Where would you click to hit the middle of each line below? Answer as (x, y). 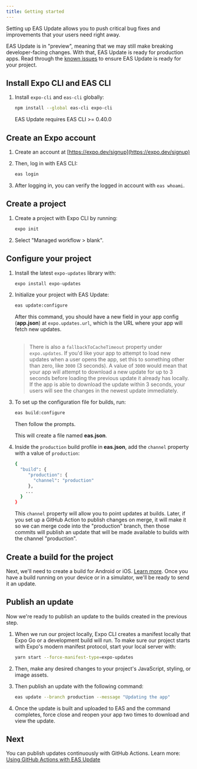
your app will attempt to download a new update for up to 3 (101, 372)
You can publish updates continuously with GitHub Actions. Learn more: (93, 753)
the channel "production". (46, 538)
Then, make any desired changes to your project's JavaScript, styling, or (103, 668)
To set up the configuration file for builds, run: (70, 402)
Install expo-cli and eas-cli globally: (59, 97)
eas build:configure (40, 413)
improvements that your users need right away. (63, 34)
